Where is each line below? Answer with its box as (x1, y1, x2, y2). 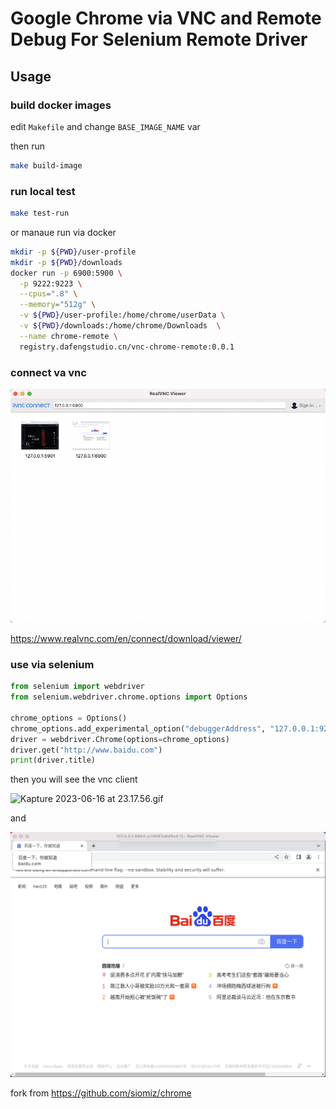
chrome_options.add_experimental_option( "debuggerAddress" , (10, 723, 267, 734)
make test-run (10, 208, 70, 219)
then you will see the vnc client (10, 773, 138, 786)
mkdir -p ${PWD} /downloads (10, 257, 123, 267)
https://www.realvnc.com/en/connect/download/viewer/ (10, 633, 242, 645)
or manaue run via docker (10, 226, 117, 238)
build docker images (10, 98, 112, 112)
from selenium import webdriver (10, 682, 145, 692)
